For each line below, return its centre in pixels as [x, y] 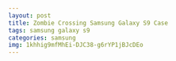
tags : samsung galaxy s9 [49, 30]
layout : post [30, 15]
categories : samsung [42, 38]
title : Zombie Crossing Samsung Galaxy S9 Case [88, 23]
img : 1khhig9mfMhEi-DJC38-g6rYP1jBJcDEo [76, 45]
